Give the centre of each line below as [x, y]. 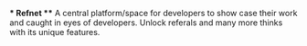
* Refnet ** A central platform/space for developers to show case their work [153, 13]
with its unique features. [55, 32]
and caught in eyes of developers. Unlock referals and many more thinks [146, 23]
